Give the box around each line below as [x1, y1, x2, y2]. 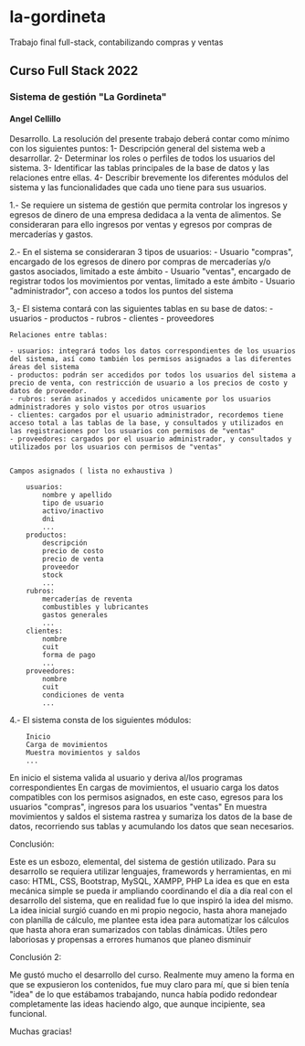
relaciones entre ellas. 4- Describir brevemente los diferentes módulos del [9, 172, 289, 184]
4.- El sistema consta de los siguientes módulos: [9, 715, 192, 726]
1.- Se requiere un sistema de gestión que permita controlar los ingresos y [9, 199, 288, 211]
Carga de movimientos [26, 741, 108, 750]
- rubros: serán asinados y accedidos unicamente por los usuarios [9, 395, 272, 404]
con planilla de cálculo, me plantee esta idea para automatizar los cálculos [9, 914, 289, 925]
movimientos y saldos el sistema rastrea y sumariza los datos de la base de [9, 811, 293, 822]
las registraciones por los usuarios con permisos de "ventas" [9, 427, 256, 436]
